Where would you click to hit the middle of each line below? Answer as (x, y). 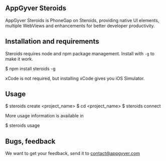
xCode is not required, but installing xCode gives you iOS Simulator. (75, 78)
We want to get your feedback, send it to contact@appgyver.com (73, 153)
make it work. (19, 59)
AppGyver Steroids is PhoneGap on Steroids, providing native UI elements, (82, 20)
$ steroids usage (23, 125)
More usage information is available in (44, 116)
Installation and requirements (52, 41)
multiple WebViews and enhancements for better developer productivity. (80, 26)
